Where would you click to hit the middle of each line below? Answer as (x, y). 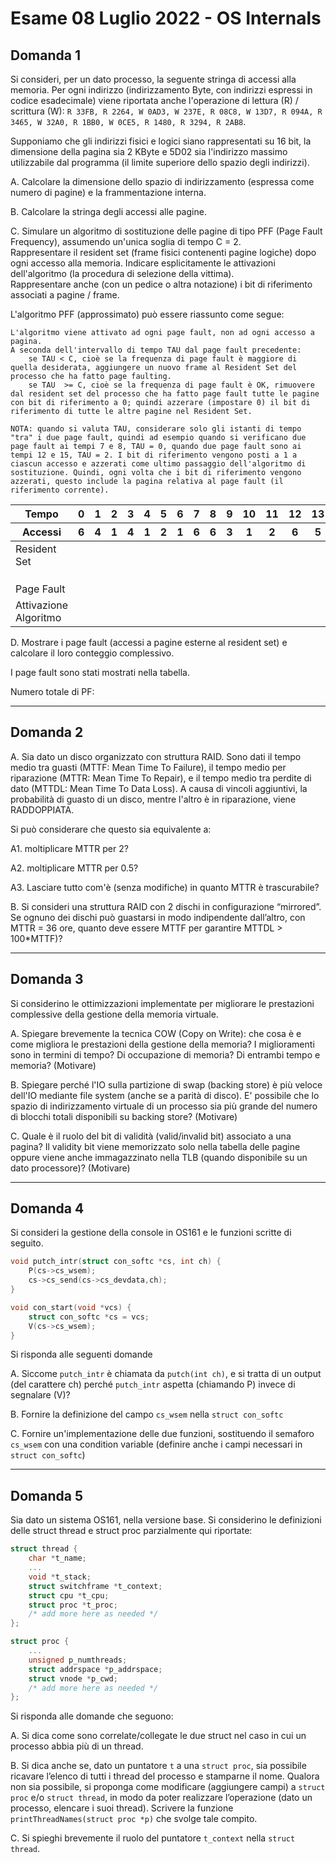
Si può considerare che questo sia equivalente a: (111, 829)
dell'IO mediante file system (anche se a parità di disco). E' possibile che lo (165, 1095)
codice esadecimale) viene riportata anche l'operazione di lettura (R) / (154, 100)
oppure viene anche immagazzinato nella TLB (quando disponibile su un (159, 1157)
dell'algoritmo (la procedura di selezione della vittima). (122, 273)
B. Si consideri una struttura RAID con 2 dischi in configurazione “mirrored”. (166, 906)
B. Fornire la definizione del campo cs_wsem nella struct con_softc (147, 1414)
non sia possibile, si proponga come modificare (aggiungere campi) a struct (168, 1787)
